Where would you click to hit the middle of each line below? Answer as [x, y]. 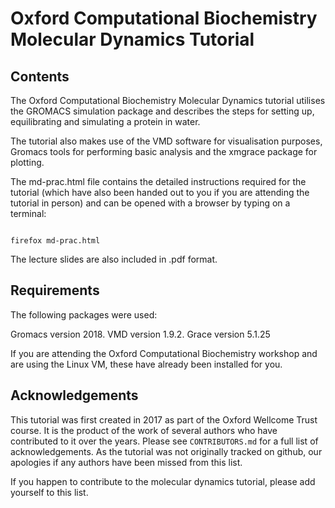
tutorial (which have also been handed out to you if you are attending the [160, 192]
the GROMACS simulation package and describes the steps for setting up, [162, 111]
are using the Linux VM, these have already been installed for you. [146, 364]
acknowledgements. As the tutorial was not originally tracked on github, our [166, 451]
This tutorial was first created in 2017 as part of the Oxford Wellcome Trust [164, 419]
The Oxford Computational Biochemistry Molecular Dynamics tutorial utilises [168, 100]
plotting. [27, 162]
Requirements [55, 290]
